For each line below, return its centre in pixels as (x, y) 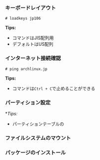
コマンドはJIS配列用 (33, 38)
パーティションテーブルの (38, 124)
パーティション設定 (28, 102)
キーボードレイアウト (30, 7)
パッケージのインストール (35, 153)
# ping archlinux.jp (26, 69)
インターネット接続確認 (33, 58)
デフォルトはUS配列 (33, 44)
